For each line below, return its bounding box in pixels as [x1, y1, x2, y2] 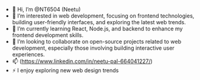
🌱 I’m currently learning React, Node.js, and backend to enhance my [12, 25, 183, 32]
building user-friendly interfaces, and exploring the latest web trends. [12, 19, 187, 25]
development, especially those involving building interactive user [12, 44, 175, 52]
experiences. [12, 51, 45, 58]
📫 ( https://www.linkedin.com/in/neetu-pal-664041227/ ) [12, 58, 153, 65]
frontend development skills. [12, 32, 84, 39]
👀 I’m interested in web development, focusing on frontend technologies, [12, 12, 195, 19]
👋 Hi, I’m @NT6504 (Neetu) [12, 6, 81, 13]
